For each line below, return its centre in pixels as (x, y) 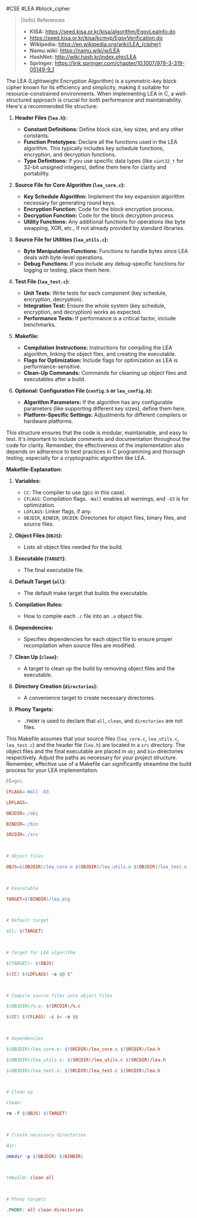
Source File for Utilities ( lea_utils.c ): (61, 239)
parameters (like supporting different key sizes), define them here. (104, 408)
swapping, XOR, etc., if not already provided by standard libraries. (104, 228)
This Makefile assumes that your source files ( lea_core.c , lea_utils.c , (93, 739)
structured (19, 100)
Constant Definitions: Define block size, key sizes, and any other (104, 129)
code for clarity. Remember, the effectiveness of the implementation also (95, 445)
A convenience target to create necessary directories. (89, 698)
